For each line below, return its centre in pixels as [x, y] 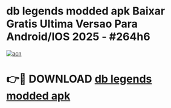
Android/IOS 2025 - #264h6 [78, 37]
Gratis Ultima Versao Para [72, 24]
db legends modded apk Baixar [85, 11]
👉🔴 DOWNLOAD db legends [79, 79]
